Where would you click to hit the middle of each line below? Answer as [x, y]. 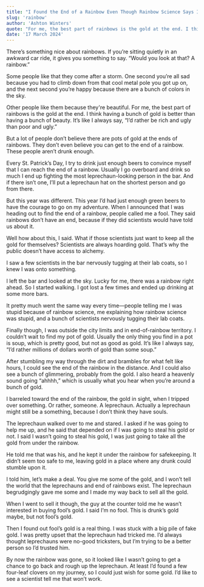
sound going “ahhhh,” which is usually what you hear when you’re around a [101, 381]
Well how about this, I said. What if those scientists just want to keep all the [100, 238]
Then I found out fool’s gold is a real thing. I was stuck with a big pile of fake [101, 529]
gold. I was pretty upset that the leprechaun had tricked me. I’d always [94, 535]
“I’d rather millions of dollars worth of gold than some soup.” [81, 350]
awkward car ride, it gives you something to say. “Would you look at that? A [101, 58]
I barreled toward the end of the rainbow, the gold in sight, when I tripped [98, 399]
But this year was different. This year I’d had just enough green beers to [96, 201]
